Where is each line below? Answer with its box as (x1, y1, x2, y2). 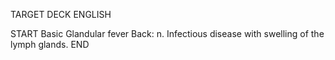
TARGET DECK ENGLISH (10, 9, 112, 20)
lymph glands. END (10, 39, 90, 50)
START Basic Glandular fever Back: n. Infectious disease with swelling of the (10, 28, 325, 39)
